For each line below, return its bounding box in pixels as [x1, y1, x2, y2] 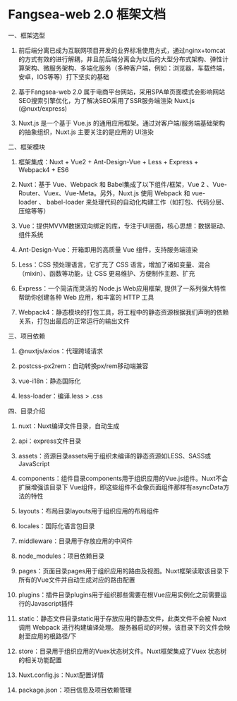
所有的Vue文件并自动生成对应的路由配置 [18, 575, 135, 584]
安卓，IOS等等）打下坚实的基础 [18, 72, 110, 81]
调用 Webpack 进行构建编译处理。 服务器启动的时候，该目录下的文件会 [18, 623, 224, 631]
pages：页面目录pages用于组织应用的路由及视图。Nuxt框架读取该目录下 [18, 566, 229, 575]
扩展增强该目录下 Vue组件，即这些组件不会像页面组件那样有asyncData [18, 482, 224, 491]
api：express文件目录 [18, 437, 82, 445]
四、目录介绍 [8, 406, 45, 415]
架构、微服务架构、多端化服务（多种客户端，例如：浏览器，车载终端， [24, 63, 229, 72]
